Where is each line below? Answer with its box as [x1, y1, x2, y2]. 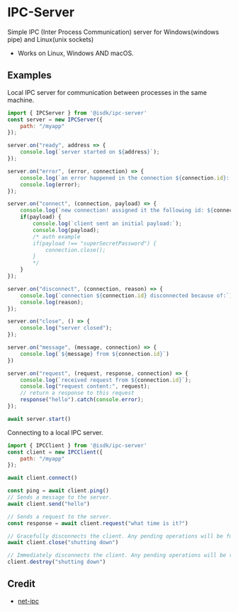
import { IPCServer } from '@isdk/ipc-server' [7, 109, 147, 117]
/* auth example [33, 233, 81, 241]
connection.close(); [45, 246, 106, 253]
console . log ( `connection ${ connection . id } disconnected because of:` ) [20, 291, 233, 299]
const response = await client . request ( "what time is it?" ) [7, 519, 189, 527]
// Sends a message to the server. [7, 494, 113, 501]
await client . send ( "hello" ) [7, 500, 91, 507]
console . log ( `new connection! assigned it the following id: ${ [20, 207, 214, 214]
